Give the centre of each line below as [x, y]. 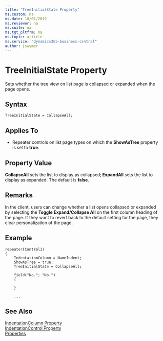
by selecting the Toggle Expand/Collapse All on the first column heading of [81, 212]
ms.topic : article [24, 37]
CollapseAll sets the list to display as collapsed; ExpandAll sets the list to [79, 175]
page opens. [18, 89]
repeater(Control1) [25, 249]
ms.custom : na [20, 14]
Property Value [29, 163]
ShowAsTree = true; [34, 262]
